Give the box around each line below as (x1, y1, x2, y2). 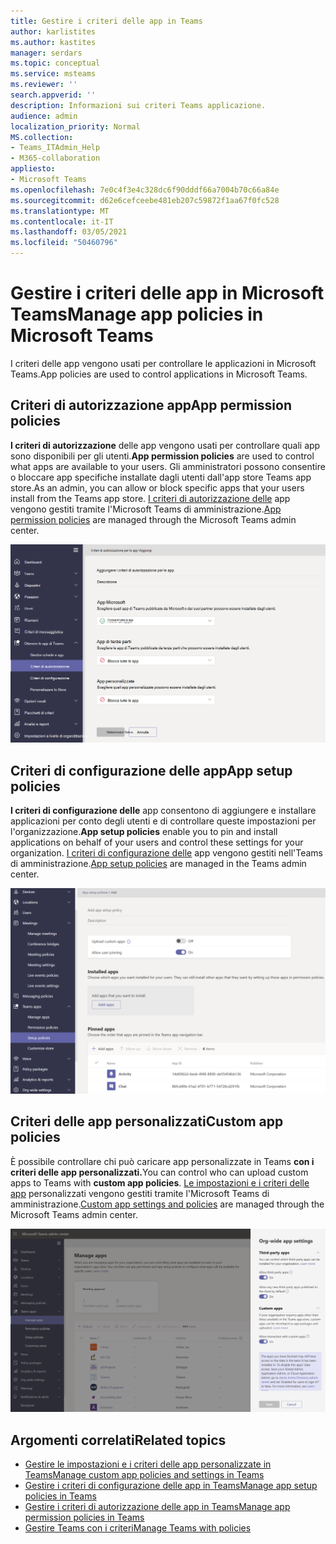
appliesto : (10, 164, 56, 174)
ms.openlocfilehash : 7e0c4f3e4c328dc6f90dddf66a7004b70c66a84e (10, 185, 280, 195)
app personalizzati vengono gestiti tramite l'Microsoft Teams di (10, 1187, 270, 1199)
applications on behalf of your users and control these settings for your (10, 836, 304, 849)
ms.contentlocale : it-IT (10, 216, 114, 227)
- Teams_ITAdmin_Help (10, 143, 101, 153)
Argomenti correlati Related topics (10, 1431, 227, 1449)
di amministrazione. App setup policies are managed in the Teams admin (10, 858, 307, 870)
